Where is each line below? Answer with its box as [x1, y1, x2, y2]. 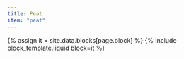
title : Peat [7, 10, 42, 18]
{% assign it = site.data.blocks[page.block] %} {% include [7, 36, 177, 44]
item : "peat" [7, 17, 46, 24]
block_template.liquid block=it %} [7, 44, 105, 52]
